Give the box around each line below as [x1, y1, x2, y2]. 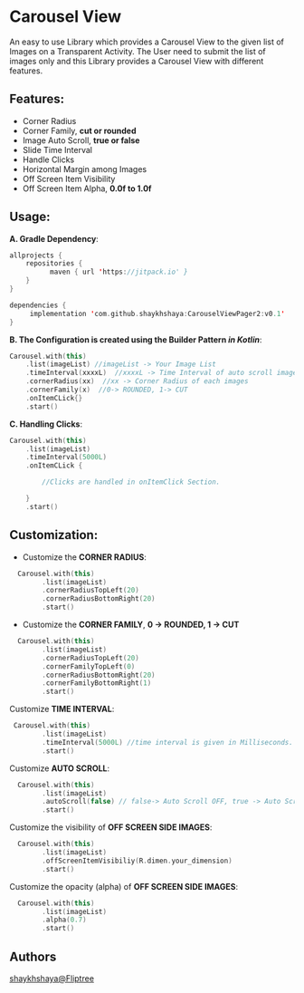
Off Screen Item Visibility [22, 173, 116, 184]
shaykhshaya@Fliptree [9, 972, 95, 984]
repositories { [25, 259, 83, 268]
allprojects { [9, 251, 63, 260]
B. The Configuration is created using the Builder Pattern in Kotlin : [9, 333, 262, 345]
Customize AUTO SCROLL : [9, 763, 110, 774]
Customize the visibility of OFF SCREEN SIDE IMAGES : [9, 822, 213, 833]
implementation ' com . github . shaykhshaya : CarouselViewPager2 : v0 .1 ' [29, 309, 285, 318]
